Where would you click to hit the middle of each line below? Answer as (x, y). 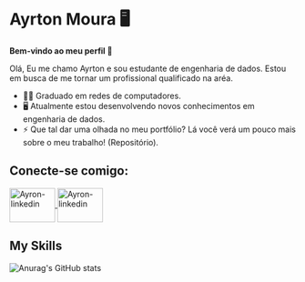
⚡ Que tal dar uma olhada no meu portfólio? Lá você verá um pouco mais (159, 129)
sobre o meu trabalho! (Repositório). (91, 142)
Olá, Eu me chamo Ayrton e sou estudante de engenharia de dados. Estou (148, 68)
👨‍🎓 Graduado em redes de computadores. (102, 96)
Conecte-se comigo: (69, 171)
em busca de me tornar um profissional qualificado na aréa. (122, 78)
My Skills (36, 246)
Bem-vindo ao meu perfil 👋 (61, 50)
